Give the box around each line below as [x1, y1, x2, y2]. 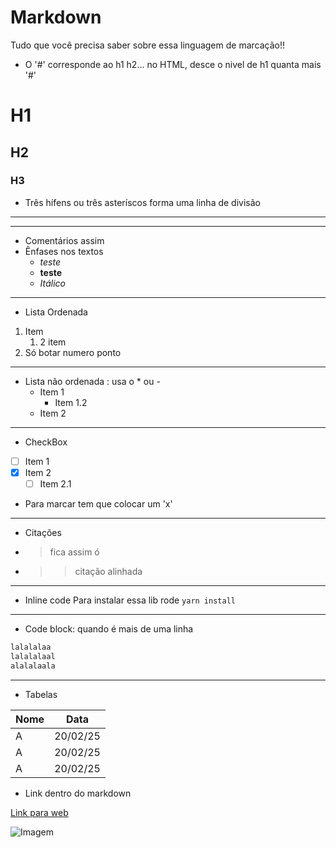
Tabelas [24, 688, 58, 700]
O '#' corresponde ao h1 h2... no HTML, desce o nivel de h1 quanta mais [24, 58, 322, 70]
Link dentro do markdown [24, 787, 132, 799]
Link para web [10, 806, 69, 818]
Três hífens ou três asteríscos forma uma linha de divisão [24, 196, 261, 208]
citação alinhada [74, 566, 143, 577]
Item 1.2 [54, 396, 88, 408]
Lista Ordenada [24, 306, 88, 318]
